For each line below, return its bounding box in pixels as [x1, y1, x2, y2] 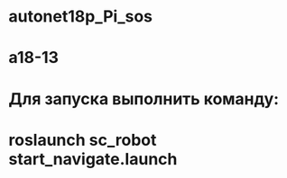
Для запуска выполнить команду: [8, 88, 280, 109]
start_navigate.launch [8, 148, 178, 169]
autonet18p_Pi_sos [8, 6, 153, 27]
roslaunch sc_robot [8, 129, 157, 150]
